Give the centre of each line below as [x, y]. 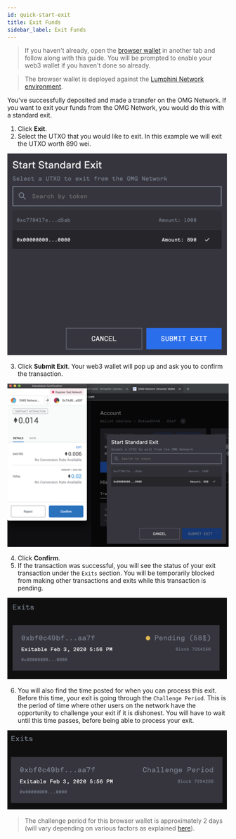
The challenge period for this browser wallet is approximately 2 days [124, 821]
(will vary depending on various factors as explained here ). [110, 828]
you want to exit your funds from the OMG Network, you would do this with [116, 108]
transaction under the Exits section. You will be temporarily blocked [116, 573]
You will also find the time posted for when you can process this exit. [117, 690]
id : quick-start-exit [39, 15]
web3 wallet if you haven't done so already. [87, 65]
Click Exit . [32, 129]
